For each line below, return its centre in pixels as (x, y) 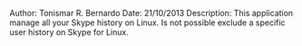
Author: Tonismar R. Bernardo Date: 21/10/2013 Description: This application (151, 13)
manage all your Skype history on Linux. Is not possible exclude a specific (147, 23)
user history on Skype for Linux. (69, 32)
